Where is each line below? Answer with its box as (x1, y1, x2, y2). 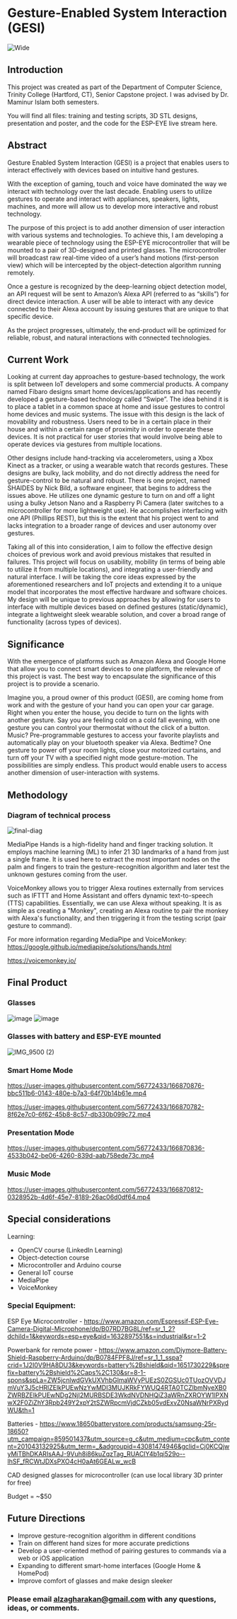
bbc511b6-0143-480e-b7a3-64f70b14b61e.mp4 (7, 1089, 147, 1098)
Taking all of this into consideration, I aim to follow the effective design (7, 542, 213, 551)
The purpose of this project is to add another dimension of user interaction (7, 223, 225, 231)
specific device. (7, 312, 54, 320)
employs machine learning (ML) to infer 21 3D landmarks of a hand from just (7, 847, 229, 856)
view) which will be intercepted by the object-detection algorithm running (7, 260, 221, 269)
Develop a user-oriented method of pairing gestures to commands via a (17, 1546, 226, 1555)
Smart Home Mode (7, 1065, 74, 1075)
